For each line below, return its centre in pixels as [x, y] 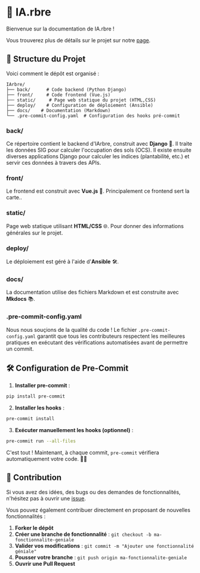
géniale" [26, 552]
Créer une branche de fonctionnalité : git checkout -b [83, 534]
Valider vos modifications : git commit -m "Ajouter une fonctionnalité [104, 546]
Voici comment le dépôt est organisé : [53, 73]
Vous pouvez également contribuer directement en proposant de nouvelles [99, 510]
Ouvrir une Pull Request [45, 563]
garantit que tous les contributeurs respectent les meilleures [111, 336]
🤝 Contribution [34, 478]
